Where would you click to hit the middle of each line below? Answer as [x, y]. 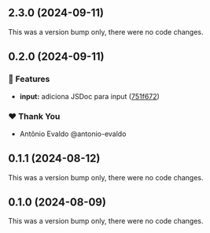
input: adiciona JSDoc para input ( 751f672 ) [89, 96]
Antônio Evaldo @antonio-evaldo [73, 134]
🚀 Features [29, 80]
